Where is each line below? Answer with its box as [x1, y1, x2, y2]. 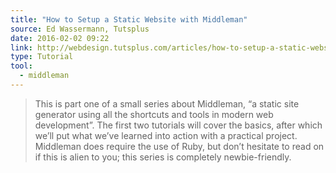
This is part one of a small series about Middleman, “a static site [34, 97, 300, 110]
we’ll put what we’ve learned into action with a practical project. [34, 129, 298, 141]
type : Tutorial [10, 52, 74, 62]
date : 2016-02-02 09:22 [10, 33, 110, 43]
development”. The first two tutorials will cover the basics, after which [34, 119, 323, 131]
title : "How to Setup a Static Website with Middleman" [10, 14, 248, 25]
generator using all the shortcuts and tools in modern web [34, 108, 274, 120]
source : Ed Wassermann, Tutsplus [10, 24, 150, 34]
